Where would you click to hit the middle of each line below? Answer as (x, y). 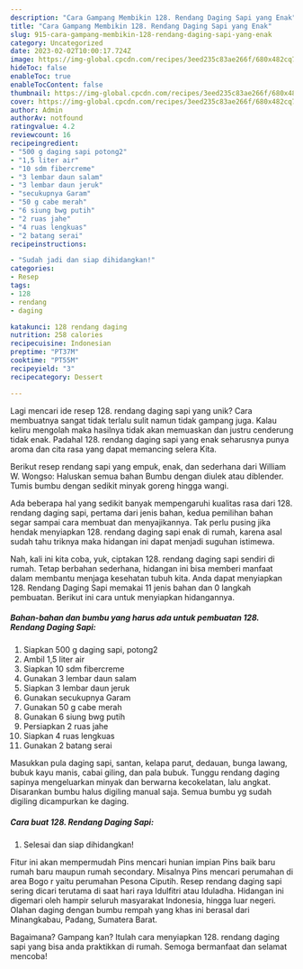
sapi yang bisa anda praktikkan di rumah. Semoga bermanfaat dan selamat (149, 946)
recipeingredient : (45, 143)
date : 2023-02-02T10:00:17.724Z (71, 51)
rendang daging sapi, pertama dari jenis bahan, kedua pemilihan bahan (142, 512)
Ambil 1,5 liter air (53, 660)
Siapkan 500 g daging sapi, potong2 (90, 650)
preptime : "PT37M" (45, 352)
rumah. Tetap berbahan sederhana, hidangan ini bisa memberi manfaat (142, 568)
